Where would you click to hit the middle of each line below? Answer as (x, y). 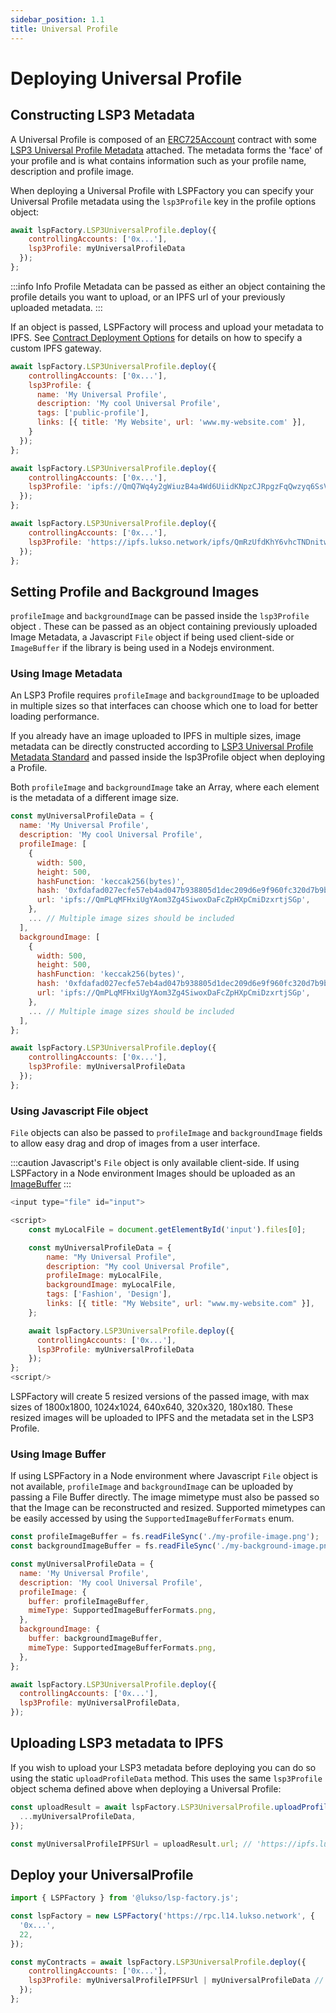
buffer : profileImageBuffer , (89, 1601)
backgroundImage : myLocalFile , (111, 1285)
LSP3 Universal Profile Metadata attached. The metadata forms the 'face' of (166, 150)
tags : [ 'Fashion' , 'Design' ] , (109, 1294)
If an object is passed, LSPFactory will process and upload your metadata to (167, 327)
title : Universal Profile (64, 29)
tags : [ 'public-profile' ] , (93, 413)
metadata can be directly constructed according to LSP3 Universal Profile (162, 747)
